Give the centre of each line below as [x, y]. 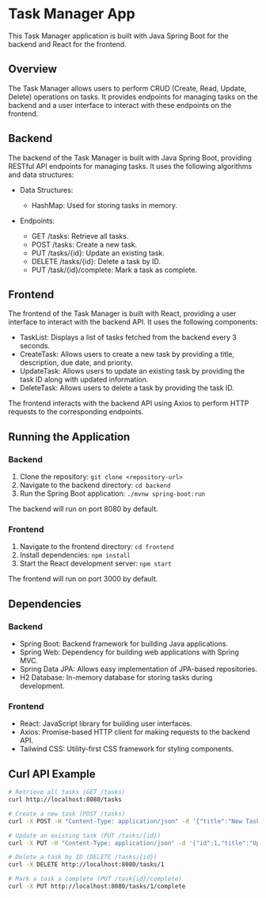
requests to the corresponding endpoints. [76, 412]
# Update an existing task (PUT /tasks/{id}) [84, 835]
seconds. [35, 346]
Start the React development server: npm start [96, 563]
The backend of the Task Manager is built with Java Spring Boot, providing [130, 157]
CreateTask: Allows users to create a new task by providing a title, [127, 355]
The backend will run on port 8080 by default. [83, 509]
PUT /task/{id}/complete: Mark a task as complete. [114, 270]
